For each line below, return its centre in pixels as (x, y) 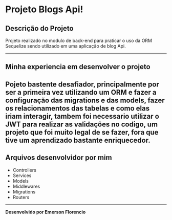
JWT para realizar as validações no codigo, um (81, 124)
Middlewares (26, 186)
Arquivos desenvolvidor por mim (59, 158)
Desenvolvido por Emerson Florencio (46, 212)
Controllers (25, 170)
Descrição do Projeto (39, 28)
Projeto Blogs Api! (44, 9)
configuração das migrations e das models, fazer (85, 100)
